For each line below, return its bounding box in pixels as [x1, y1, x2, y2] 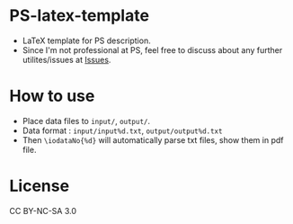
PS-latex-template [9, 5, 150, 26]
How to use [9, 86, 95, 106]
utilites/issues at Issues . [22, 54, 111, 65]
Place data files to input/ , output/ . [22, 115, 151, 126]
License [9, 176, 70, 196]
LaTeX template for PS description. [22, 35, 151, 46]
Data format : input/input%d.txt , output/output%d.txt [22, 125, 223, 136]
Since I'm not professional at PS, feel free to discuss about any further [22, 44, 283, 55]
